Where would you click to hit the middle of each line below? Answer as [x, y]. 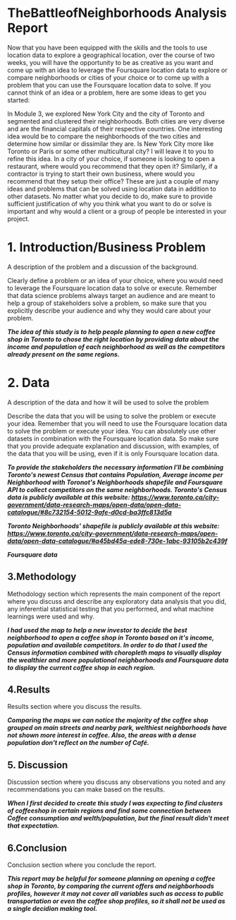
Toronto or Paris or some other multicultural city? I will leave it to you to [111, 151]
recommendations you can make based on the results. [86, 789]
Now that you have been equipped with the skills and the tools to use [107, 47]
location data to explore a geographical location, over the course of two [111, 55]
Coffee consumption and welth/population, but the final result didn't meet [118, 818]
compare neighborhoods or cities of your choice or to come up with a [108, 77]
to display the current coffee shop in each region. [81, 667]
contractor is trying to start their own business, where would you [101, 174]
